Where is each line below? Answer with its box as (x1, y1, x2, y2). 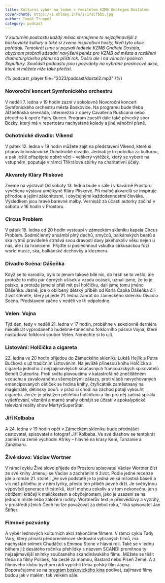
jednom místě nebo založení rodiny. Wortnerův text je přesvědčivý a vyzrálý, (5, 496, 160, 502)
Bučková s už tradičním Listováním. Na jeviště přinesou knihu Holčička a (5, 360, 152, 366)
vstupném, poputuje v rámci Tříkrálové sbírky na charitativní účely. (5, 159, 140, 165)
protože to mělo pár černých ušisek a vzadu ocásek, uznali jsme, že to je (5, 276, 153, 282)
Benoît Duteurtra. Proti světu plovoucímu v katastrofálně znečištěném (5, 371, 146, 377)
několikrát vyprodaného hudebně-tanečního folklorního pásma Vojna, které (5, 326, 158, 333)
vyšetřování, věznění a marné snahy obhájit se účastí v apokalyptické (5, 397, 146, 403)
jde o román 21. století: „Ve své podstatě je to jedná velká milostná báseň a (5, 475, 156, 481)
